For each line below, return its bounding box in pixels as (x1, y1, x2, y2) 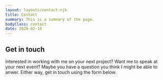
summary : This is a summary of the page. (5, 17, 95, 22)
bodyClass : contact (5, 21, 47, 27)
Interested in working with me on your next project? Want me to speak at (5, 58, 158, 64)
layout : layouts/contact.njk (5, 7, 67, 13)
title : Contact (5, 12, 38, 17)
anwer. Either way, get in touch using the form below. (5, 69, 117, 75)
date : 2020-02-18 (5, 26, 42, 31)
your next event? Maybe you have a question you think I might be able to (5, 64, 158, 70)
